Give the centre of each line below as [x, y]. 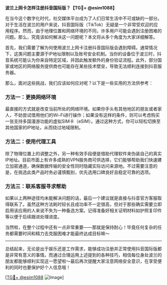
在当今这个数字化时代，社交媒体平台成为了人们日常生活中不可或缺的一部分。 [83, 18]
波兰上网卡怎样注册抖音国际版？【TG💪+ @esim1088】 [61, 8]
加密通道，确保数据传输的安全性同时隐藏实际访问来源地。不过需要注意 [81, 166]
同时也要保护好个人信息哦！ [42, 267]
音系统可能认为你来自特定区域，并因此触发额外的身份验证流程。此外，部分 [81, 60]
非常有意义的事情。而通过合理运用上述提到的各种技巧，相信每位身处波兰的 [85, 255]
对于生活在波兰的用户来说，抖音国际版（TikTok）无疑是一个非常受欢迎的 [80, 25]
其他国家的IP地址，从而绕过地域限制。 [44, 128]
